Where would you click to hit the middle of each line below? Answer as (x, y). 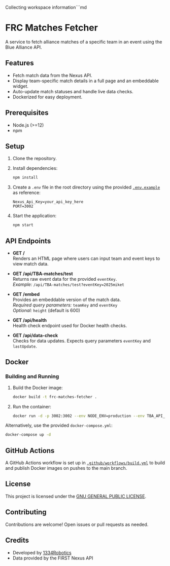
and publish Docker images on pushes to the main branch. (66, 468)
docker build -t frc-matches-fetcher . (55, 397)
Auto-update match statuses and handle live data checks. (73, 91)
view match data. (31, 263)
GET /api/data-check (35, 335)
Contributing (26, 512)
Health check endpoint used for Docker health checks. (70, 325)
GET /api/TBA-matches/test (43, 274)
